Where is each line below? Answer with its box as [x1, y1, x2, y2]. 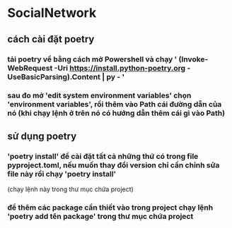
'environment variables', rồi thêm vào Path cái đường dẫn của [7, 100, 222, 109]
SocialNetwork [7, 5, 97, 21]
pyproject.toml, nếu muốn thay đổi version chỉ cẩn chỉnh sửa [7, 160, 220, 170]
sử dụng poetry [7, 130, 77, 142]
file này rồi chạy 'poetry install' [7, 169, 117, 179]
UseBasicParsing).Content [7, 72, 101, 82]
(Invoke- [178, 54, 209, 64]
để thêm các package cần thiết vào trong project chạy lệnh [7, 203, 214, 212]
